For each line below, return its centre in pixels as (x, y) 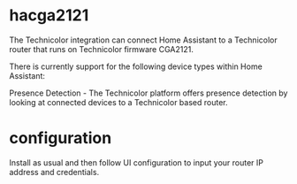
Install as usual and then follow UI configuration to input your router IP (136, 162)
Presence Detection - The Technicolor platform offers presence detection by (148, 93)
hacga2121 (49, 15)
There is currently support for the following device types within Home (136, 66)
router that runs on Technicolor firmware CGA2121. (102, 49)
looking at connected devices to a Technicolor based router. (118, 102)
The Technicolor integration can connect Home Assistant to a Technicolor (143, 40)
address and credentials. (54, 172)
